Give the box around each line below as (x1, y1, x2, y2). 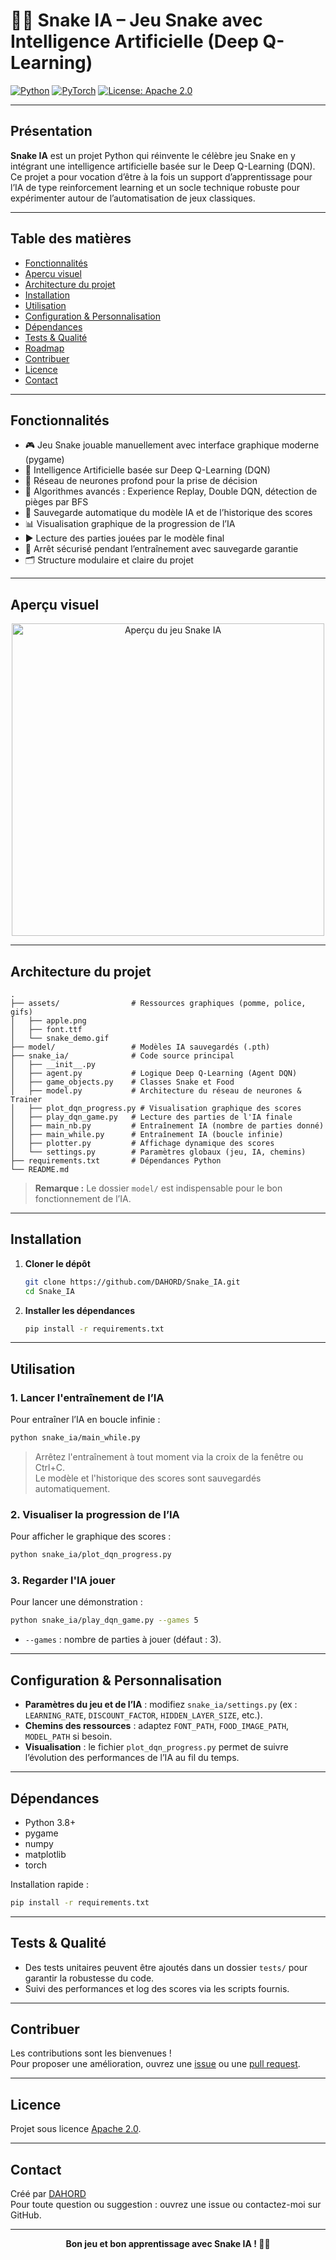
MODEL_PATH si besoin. (24, 1730, 113, 1743)
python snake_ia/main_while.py (10, 1433, 141, 1443)
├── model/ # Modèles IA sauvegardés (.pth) (10, 1042, 271, 1052)
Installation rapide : (10, 1878, 89, 1890)
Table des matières (10, 230, 132, 248)
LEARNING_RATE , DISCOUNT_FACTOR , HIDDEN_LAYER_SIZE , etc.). (24, 1709, 263, 1721)
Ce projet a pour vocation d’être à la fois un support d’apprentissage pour (10, 170, 313, 183)
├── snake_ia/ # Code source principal (10, 1051, 235, 1061)
